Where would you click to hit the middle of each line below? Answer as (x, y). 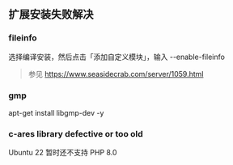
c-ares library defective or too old (76, 133)
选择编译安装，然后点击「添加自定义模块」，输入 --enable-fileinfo (116, 57)
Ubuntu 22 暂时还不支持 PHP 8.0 (63, 153)
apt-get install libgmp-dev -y (56, 112)
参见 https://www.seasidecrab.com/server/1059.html (116, 74)
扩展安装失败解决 (51, 15)
